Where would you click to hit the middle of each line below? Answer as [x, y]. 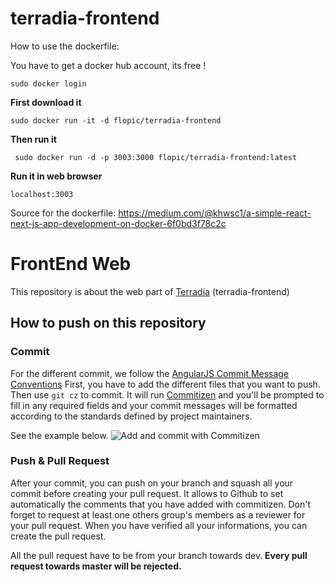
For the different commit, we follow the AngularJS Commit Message [150, 373]
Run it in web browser [56, 176]
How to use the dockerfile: [65, 46]
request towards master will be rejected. [96, 566]
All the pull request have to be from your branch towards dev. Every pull [159, 555]
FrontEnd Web [71, 264]
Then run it [33, 139]
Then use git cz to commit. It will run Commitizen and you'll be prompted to [167, 394]
